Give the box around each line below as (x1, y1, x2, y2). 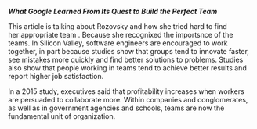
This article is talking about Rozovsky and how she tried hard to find (8, 22, 227, 30)
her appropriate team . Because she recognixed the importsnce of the (8, 30, 233, 39)
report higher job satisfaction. (8, 72, 104, 81)
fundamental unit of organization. (8, 112, 116, 120)
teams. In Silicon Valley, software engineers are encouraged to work (8, 38, 229, 48)
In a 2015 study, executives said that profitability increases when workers (8, 87, 244, 96)
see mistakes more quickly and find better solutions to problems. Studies (8, 55, 244, 64)
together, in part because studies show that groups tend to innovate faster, (8, 47, 249, 56)
